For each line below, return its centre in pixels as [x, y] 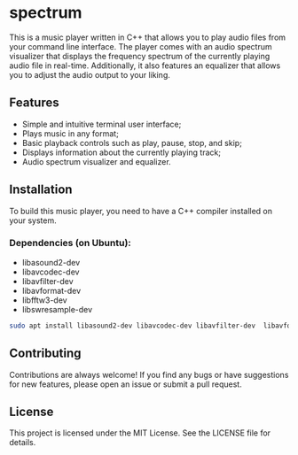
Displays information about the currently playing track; [122, 152]
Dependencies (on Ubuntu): [70, 243]
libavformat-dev [51, 290]
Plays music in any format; [71, 133]
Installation [41, 190]
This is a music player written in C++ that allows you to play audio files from [148, 37]
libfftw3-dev [45, 300]
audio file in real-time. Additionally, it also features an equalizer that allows [145, 66]
